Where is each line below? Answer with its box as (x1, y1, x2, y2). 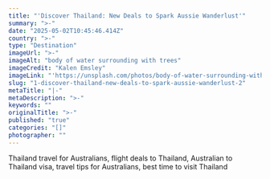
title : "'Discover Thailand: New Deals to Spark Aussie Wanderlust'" (8, 11, 247, 20)
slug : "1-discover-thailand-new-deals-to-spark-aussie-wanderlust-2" (8, 79, 247, 87)
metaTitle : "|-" (8, 86, 63, 95)
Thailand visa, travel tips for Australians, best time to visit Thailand (8, 161, 228, 171)
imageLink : (8, 71, 45, 79)
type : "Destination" (8, 42, 78, 50)
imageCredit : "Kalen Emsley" (8, 64, 106, 72)
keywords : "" (8, 101, 52, 109)
